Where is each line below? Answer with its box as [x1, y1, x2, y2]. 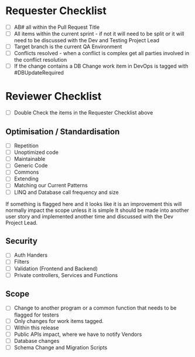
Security [5, 236, 37, 246]
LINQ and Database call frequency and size [13, 188, 119, 196]
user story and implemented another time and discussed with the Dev [5, 213, 174, 220]
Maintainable [13, 156, 46, 163]
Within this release [13, 324, 59, 331]
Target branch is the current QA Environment [13, 43, 122, 50]
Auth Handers [13, 251, 48, 259]
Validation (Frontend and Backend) [13, 265, 98, 272]
